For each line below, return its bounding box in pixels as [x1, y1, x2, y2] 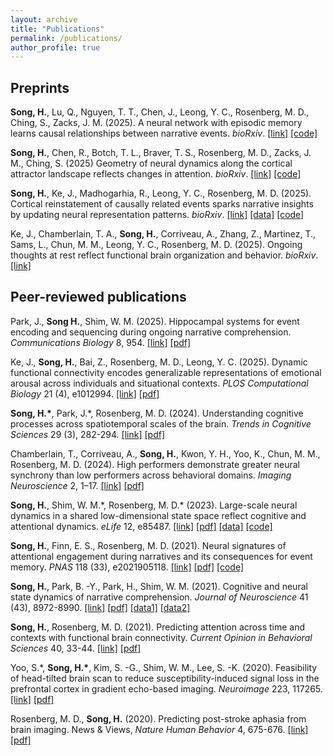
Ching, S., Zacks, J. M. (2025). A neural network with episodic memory [10, 117, 303, 129]
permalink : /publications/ [10, 33, 123, 43]
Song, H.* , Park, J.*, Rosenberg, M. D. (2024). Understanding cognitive [10, 407, 304, 419]
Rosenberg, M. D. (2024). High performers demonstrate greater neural [10, 458, 300, 470]
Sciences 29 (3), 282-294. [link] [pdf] [10, 428, 165, 440]
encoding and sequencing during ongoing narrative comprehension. [10, 326, 292, 338]
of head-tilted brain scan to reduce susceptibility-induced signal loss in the [10, 672, 320, 684]
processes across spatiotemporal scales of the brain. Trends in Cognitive [10, 417, 312, 430]
